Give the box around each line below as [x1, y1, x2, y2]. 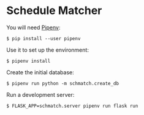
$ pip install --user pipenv [6, 35, 81, 41]
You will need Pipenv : [6, 24, 61, 31]
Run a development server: [6, 91, 75, 98]
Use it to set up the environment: [6, 46, 89, 54]
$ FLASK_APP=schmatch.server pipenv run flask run [6, 103, 138, 109]
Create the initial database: [6, 68, 75, 76]
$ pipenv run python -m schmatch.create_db [6, 80, 119, 86]
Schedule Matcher [6, 4, 102, 18]
